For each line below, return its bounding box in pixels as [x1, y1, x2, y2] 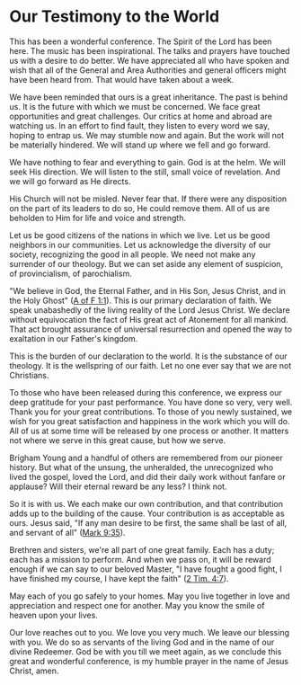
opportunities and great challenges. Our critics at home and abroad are [9, 111, 272, 121]
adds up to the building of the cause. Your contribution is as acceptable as [9, 508, 285, 519]
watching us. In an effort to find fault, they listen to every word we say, [9, 120, 270, 131]
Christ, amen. [9, 665, 59, 676]
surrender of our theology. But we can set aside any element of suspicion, [9, 258, 284, 269]
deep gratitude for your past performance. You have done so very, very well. [9, 396, 293, 407]
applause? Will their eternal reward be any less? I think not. [9, 481, 227, 492]
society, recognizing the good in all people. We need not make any [9, 249, 256, 260]
